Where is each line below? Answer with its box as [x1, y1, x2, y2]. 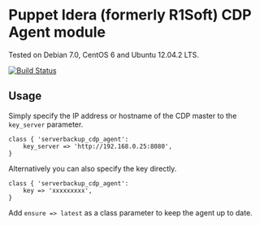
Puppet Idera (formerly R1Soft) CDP [8, 6, 252, 24]
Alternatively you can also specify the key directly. [8, 163, 177, 173]
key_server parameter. [8, 120, 84, 129]
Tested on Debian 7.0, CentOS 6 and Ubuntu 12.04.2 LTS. [8, 50, 199, 59]
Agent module [8, 23, 106, 41]
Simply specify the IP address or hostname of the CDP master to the [8, 111, 237, 120]
